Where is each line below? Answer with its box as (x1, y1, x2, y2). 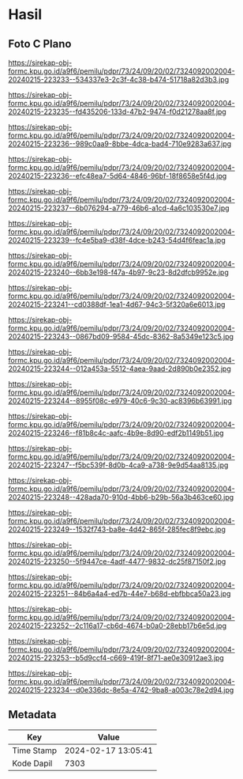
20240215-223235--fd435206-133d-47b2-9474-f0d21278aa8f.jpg (8, 107, 226, 116)
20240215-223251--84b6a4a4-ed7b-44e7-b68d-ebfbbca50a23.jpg (8, 589, 231, 598)
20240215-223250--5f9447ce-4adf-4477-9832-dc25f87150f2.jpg (8, 557, 226, 566)
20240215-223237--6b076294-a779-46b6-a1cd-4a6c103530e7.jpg (8, 203, 230, 213)
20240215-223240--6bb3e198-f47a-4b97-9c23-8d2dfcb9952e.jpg (8, 267, 229, 277)
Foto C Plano (8, 37, 72, 51)
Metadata (8, 708, 57, 721)
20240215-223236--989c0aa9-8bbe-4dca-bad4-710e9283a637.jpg (8, 139, 232, 148)
